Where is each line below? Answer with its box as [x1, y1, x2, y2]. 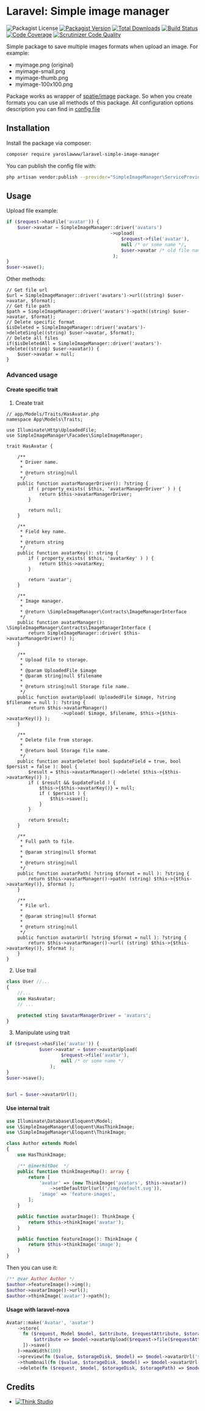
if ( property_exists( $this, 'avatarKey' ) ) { [28, 556, 154, 562]
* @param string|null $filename [20, 673, 103, 679]
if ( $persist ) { [38, 791, 86, 797]
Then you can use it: [6, 1264, 58, 1271]
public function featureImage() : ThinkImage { [17, 1236, 138, 1242]
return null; [28, 507, 62, 513]
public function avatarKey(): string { [17, 550, 119, 556]
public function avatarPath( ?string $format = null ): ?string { [17, 871, 190, 877]
